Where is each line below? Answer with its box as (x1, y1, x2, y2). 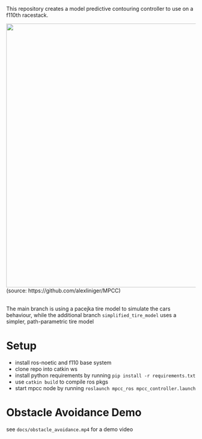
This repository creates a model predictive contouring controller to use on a (6, 5, 194, 12)
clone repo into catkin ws (14, 365, 78, 373)
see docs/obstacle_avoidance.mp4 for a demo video (6, 425, 133, 433)
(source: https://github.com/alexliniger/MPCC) (6, 287, 121, 294)
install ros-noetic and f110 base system (14, 359, 112, 366)
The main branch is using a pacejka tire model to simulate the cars (6, 305, 171, 312)
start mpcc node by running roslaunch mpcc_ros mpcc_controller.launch (14, 384, 196, 391)
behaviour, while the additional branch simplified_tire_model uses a (6, 312, 177, 318)
